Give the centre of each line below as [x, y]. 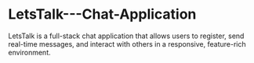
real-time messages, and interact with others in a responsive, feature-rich [127, 44]
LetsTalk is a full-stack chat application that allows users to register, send [126, 36]
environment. [29, 52]
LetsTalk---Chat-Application [102, 14]
